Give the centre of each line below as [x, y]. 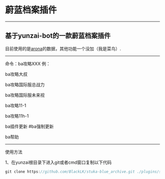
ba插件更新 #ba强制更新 [29, 126]
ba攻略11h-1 [17, 116]
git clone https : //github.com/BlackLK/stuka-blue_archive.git [70, 172]
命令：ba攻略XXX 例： [28, 63]
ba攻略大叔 [16, 74]
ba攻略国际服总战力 [25, 85]
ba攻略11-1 [16, 105]
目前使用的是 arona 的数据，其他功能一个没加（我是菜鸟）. [63, 48]
